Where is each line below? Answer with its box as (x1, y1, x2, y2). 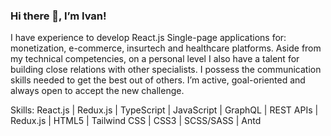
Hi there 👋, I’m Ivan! (10, 9, 107, 23)
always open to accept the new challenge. (10, 85, 185, 97)
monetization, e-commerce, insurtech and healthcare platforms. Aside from (10, 42, 322, 54)
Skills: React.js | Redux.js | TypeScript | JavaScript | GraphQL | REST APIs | (10, 104, 319, 116)
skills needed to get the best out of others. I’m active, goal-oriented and (10, 74, 306, 86)
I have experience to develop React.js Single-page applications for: (10, 32, 287, 44)
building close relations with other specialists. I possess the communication (10, 64, 322, 76)
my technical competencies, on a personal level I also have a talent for (10, 53, 300, 65)
